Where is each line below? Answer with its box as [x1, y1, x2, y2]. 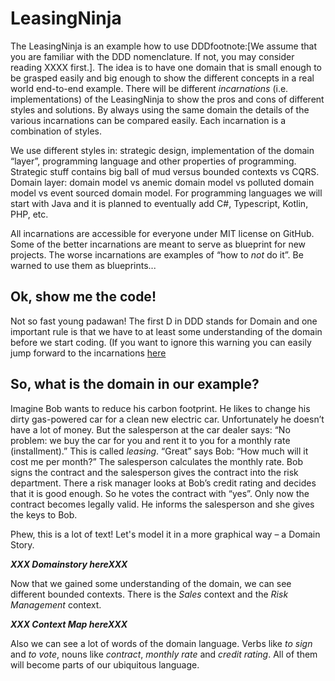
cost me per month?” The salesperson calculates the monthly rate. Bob [10, 455, 303, 467]
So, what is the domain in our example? [10, 376, 260, 393]
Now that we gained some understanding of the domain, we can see [10, 577, 292, 589]
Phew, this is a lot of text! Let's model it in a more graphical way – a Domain [10, 528, 321, 540]
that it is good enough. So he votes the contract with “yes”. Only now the [10, 487, 310, 499]
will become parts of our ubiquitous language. [10, 658, 200, 671]
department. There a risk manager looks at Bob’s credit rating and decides [10, 477, 317, 489]
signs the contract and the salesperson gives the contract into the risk [10, 466, 299, 478]
